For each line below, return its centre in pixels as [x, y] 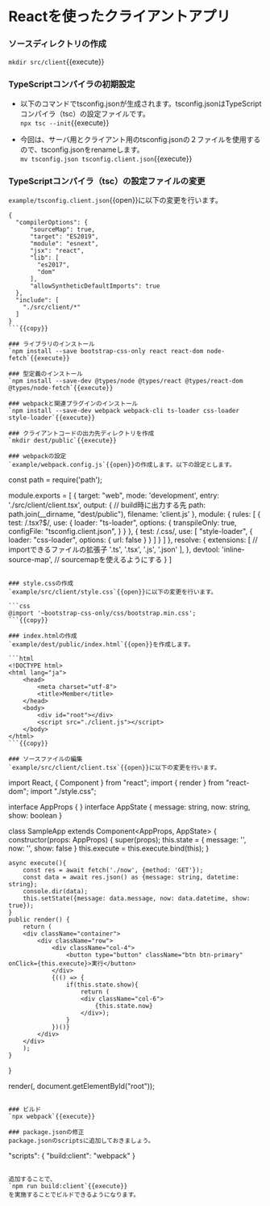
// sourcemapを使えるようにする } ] [113, 560]
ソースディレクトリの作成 [58, 44]
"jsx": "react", [57, 251]
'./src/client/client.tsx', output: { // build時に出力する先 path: [107, 505]
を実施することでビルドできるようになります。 [74, 1195]
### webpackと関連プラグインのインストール [73, 404]
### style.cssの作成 [41, 584]
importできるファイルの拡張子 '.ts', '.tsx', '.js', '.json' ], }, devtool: [114, 549]
